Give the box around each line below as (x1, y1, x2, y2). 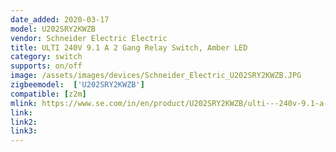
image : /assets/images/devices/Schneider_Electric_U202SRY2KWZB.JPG (10, 71, 302, 81)
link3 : (10, 126, 38, 136)
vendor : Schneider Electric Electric (10, 33, 168, 43)
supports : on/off (10, 61, 83, 71)
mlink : (10, 98, 38, 108)
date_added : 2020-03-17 (10, 14, 110, 25)
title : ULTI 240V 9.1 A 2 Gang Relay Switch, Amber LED (10, 42, 248, 53)
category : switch (10, 52, 83, 62)
